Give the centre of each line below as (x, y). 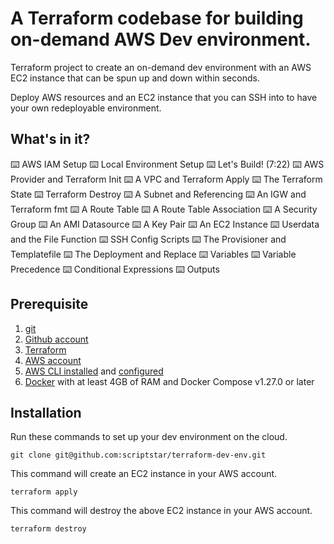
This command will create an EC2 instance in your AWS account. (144, 474)
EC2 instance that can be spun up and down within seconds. (135, 78)
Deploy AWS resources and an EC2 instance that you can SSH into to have (164, 97)
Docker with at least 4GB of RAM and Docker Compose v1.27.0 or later (169, 381)
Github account (56, 339)
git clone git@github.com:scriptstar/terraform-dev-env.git (138, 455)
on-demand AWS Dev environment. (161, 39)
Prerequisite (49, 304)
